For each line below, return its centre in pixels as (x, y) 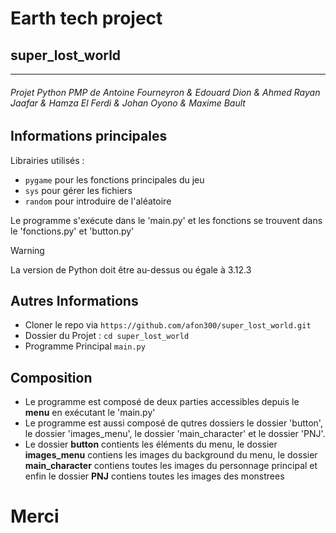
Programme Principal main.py (85, 346)
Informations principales (89, 136)
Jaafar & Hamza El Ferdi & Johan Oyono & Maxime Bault (128, 103)
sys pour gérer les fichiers (78, 190)
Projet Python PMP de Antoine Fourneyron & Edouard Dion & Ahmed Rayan (165, 92)
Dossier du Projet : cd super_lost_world (107, 336)
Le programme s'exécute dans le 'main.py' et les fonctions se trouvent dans (166, 220)
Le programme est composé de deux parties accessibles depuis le (162, 402)
